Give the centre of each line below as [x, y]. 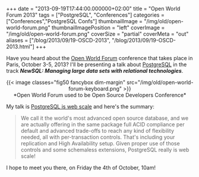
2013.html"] [20, 46]
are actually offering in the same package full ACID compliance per [103, 124]
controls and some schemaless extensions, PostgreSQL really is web [105, 150]
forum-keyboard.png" [95, 88]
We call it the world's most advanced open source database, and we [105, 118]
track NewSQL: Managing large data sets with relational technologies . [95, 71]
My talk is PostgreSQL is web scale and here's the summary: [80, 106]
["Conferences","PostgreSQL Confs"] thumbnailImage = [75, 21]
